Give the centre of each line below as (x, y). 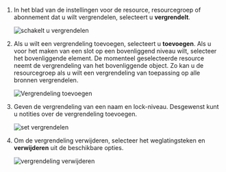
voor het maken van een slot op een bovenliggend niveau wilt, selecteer (115, 51)
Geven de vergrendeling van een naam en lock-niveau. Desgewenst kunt (116, 107)
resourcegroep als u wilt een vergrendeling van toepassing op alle (107, 73)
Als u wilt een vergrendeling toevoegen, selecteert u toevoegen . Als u (112, 44)
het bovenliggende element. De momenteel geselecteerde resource (109, 58)
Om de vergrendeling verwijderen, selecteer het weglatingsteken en (109, 140)
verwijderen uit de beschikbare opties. (68, 148)
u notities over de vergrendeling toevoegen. (75, 114)
